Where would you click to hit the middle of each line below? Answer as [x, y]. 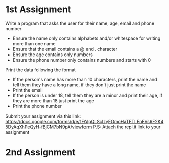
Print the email [27, 90]
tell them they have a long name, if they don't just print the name [79, 85]
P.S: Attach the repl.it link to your [127, 127]
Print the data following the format [41, 70]
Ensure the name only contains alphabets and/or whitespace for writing [87, 38]
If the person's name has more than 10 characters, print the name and [85, 79]
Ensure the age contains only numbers [53, 55]
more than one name [34, 43]
